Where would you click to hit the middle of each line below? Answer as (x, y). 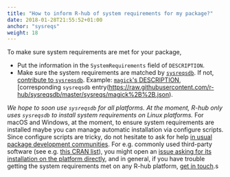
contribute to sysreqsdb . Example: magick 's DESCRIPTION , (99, 80)
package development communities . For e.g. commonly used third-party (110, 144)
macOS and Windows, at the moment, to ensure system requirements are (111, 122)
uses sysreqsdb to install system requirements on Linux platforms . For (105, 115)
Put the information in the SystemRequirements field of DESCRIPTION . (111, 65)
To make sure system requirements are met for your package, (94, 52)
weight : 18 (23, 33)
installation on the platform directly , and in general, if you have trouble (106, 159)
